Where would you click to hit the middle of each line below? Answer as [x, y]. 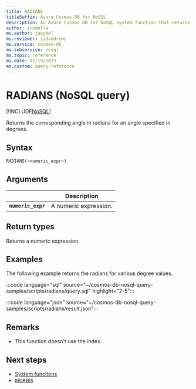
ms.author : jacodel [30, 33]
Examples [24, 259]
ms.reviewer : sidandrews [36, 39]
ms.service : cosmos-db [34, 45]
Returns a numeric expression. [43, 241]
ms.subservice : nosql [33, 50]
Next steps [26, 360]
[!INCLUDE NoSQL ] [29, 112]
